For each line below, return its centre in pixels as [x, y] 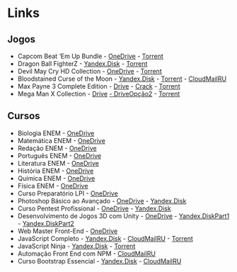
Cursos [24, 116]
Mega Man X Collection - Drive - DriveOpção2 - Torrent [99, 94]
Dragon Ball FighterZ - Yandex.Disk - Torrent [82, 64]
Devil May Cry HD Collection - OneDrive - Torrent [89, 71]
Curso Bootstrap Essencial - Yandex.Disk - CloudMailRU [99, 261]
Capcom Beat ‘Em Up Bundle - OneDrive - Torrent [91, 56]
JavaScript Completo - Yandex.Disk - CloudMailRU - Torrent [105, 238]
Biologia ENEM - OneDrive [56, 133]
